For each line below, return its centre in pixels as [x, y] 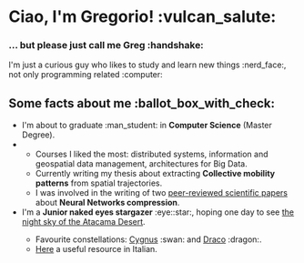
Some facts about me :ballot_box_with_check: [142, 103]
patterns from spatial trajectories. [99, 183]
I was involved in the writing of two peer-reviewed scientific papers [162, 193]
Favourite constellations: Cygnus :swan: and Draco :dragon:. [148, 239]
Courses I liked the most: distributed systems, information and [152, 154]
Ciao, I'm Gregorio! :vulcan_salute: [142, 17]
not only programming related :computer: [86, 75]
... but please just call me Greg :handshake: [106, 46]
